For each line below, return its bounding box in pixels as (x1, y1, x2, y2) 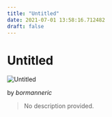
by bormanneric (7, 89, 53, 97)
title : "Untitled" (7, 10, 59, 17)
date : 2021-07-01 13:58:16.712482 (7, 17, 106, 23)
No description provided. (23, 102, 94, 110)
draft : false (7, 23, 44, 30)
